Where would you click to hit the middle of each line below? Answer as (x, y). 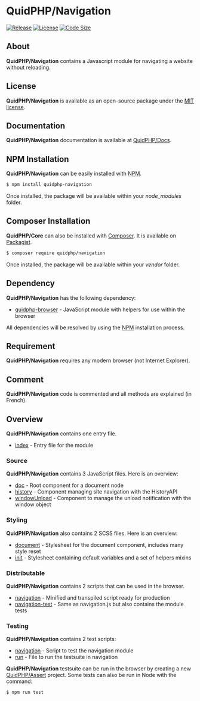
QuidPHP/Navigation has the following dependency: (71, 297)
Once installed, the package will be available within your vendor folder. (93, 264)
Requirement (31, 346)
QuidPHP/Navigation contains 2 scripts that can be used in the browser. (96, 586)
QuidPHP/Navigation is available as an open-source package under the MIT (100, 101)
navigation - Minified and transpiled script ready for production (92, 597)
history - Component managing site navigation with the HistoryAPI (96, 492)
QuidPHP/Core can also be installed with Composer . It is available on (91, 236)
